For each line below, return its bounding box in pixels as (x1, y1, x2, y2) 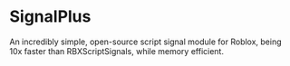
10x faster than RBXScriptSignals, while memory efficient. (9, 45, 225, 56)
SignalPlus (9, 6, 92, 27)
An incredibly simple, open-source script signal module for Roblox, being (9, 36, 283, 47)
